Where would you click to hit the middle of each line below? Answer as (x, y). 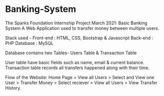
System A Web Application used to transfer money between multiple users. (82, 28)
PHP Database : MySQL (29, 43)
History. (13, 88)
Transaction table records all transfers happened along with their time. (77, 68)
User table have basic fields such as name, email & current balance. (75, 62)
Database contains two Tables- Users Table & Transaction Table (71, 53)
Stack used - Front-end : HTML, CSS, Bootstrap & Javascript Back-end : (79, 38)
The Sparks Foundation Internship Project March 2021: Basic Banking (76, 23)
